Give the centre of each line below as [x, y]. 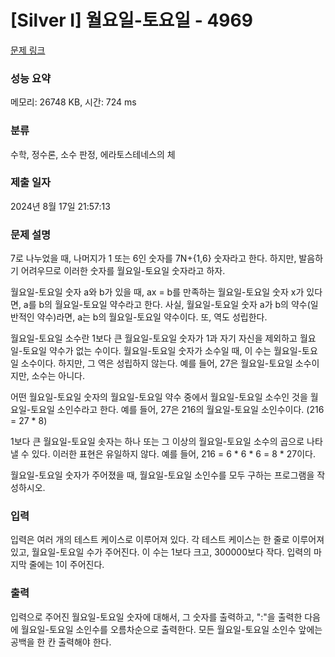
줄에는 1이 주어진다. [66, 565]
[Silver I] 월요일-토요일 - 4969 [131, 20]
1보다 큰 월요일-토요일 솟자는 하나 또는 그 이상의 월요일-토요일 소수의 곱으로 [157, 442]
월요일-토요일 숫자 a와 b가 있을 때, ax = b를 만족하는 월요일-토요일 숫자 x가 [157, 292]
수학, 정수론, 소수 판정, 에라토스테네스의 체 [93, 154]
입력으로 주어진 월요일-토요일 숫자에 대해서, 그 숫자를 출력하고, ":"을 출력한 [156, 617]
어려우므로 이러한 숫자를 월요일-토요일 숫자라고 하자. [123, 271]
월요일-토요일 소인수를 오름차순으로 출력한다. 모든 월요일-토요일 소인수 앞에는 [171, 629]
